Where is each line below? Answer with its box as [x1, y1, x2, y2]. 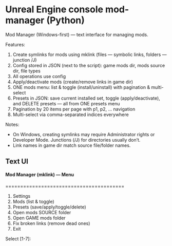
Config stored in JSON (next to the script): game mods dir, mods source [12, 62, 165, 68]
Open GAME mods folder [12, 215, 66, 221]
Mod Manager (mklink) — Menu [5, 171, 74, 178]
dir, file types [12, 68, 41, 74]
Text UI [5, 157, 28, 166]
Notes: [5, 121, 20, 127]
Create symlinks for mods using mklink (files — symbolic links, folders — [12, 51, 167, 58]
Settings [12, 193, 31, 199]
